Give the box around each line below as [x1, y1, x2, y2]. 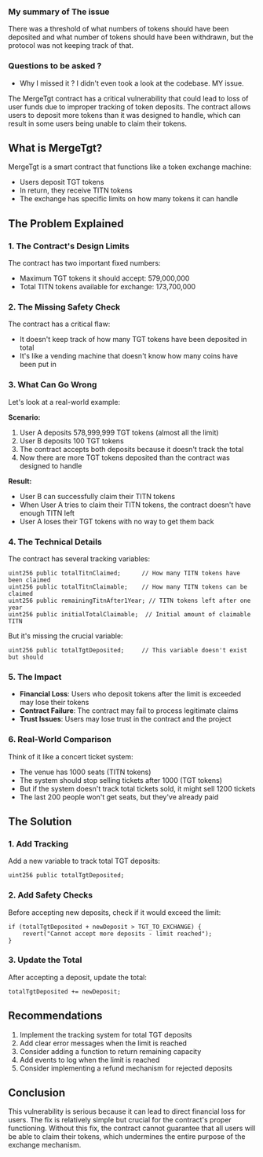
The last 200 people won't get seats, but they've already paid [19, 792, 219, 802]
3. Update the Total [8, 954, 82, 965]
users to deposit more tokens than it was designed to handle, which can [8, 110, 241, 119]
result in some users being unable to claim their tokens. [8, 119, 187, 128]
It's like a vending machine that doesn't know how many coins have [19, 351, 238, 361]
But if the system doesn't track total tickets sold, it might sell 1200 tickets [19, 784, 256, 793]
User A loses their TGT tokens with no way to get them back [19, 516, 214, 526]
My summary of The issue [8, 6, 110, 17]
